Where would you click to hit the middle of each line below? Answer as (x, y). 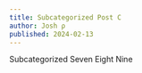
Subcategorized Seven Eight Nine (71, 60)
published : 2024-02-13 (51, 34)
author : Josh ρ (38, 26)
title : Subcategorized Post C (66, 17)
